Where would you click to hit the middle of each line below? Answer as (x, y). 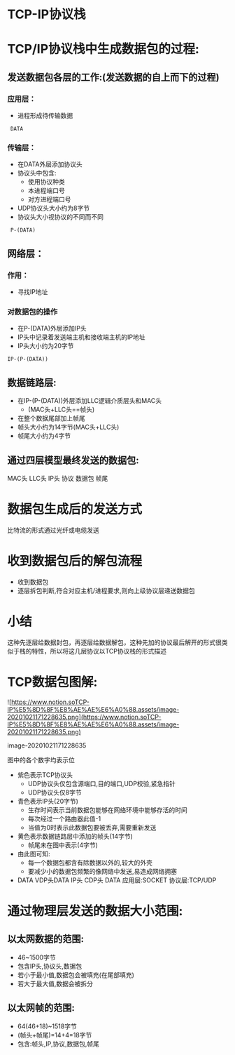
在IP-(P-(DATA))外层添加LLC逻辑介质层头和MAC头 (90, 401)
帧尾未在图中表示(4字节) (63, 845)
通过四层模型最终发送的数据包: (73, 460)
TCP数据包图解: (52, 682)
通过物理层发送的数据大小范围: (95, 911)
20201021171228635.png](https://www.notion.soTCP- (84, 717)
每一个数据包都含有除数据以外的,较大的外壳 (90, 862)
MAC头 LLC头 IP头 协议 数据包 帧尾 (58, 478)
